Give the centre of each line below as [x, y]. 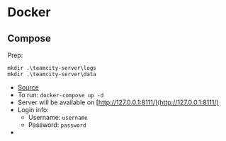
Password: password [57, 125]
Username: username [58, 117]
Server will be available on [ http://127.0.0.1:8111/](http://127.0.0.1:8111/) [118, 102]
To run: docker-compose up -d [61, 95]
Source [28, 87]
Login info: [33, 110]
